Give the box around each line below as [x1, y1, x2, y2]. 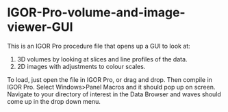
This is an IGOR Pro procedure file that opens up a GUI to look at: [7, 42, 190, 50]
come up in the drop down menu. [7, 97, 101, 105]
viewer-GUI [7, 19, 73, 35]
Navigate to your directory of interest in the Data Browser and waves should [7, 90, 221, 98]
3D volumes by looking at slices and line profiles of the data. [16, 55, 188, 63]
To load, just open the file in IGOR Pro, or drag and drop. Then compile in [7, 75, 212, 83]
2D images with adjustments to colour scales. [16, 62, 146, 70]
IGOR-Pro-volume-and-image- [7, 5, 186, 20]
